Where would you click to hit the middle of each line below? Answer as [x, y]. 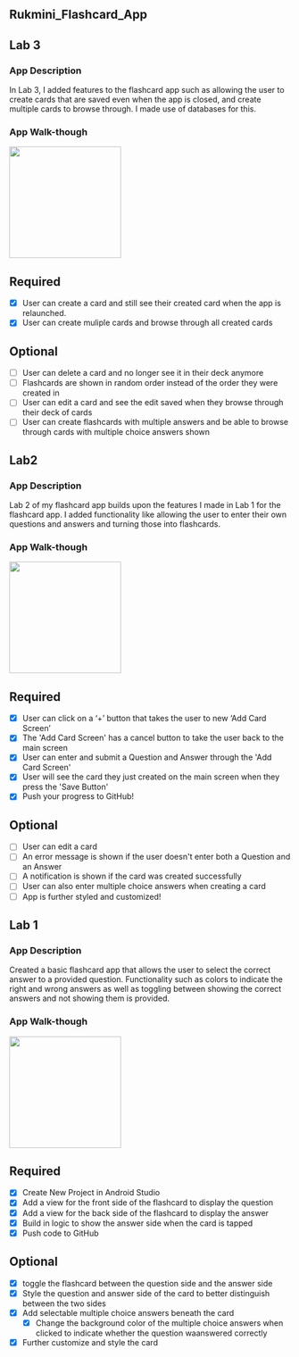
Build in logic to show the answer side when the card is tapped [137, 1223]
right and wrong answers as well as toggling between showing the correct [145, 989]
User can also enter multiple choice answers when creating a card [144, 887]
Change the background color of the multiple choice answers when [159, 1323]
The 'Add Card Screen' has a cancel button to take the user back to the [153, 738]
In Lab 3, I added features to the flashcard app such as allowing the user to [147, 90]
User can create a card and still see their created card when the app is [151, 304]
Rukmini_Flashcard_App [78, 15]
